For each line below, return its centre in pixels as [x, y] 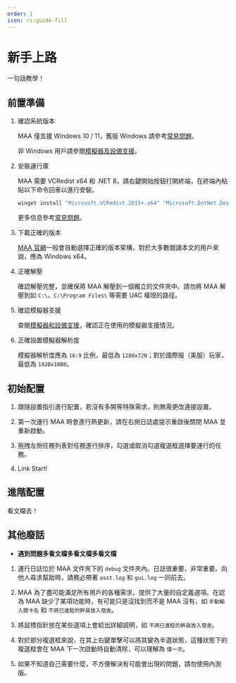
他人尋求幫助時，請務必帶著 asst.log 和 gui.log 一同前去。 [103, 577]
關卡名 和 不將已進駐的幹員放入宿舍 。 [70, 610]
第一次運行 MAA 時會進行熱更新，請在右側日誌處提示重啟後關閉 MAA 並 [122, 421]
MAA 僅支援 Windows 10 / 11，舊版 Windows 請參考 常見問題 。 [108, 136]
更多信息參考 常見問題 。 [51, 218]
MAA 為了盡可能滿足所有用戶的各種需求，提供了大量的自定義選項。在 [118, 592]
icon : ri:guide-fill [38, 20]
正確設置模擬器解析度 [48, 340]
